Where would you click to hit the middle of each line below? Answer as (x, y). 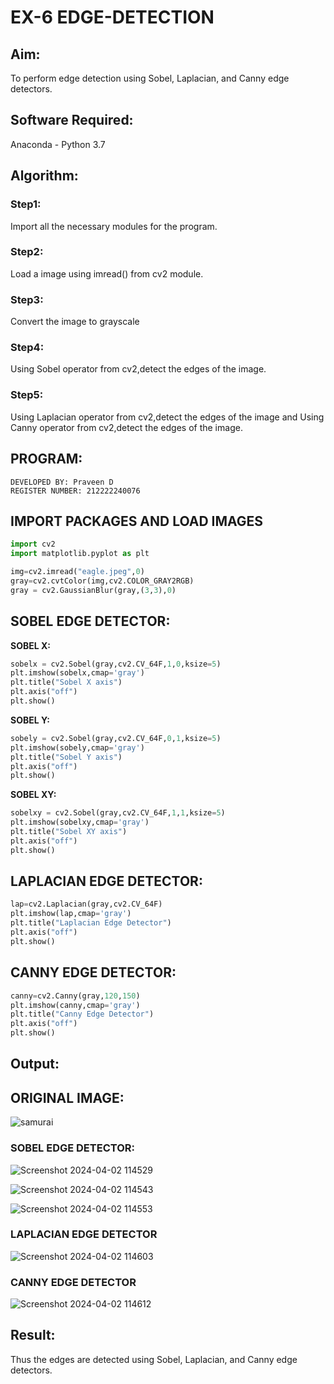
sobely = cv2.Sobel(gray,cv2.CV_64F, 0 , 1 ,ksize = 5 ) (116, 738)
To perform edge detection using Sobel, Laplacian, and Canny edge (150, 78)
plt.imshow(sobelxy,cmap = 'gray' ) (80, 822)
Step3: (27, 299)
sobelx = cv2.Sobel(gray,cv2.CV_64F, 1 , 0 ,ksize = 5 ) (116, 664)
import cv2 (33, 544)
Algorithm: (44, 176)
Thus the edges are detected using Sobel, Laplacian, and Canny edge (154, 1359)
